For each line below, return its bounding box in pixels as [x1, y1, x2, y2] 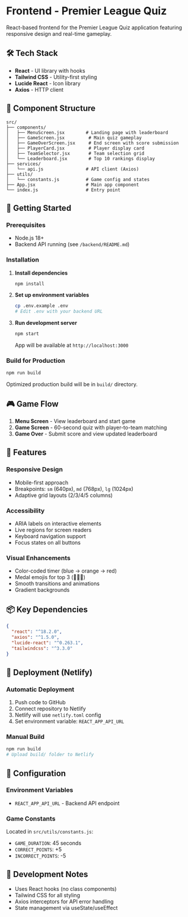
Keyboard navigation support [14, 533, 86, 540]
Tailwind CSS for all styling [14, 891, 80, 899]
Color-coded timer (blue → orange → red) [14, 567, 117, 574]
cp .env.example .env [14, 303, 68, 309]
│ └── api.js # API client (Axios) [6, 166, 139, 172]
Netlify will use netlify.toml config [14, 711, 101, 719]
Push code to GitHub [14, 699, 66, 706]
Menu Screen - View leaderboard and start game [14, 418, 136, 425]
